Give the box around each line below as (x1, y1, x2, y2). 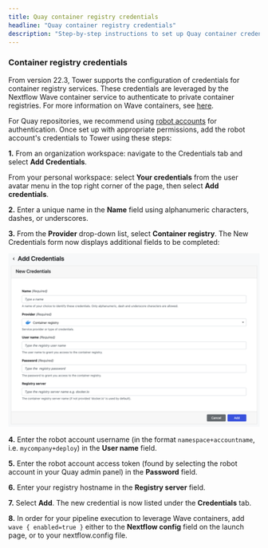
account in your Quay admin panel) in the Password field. (8, 467, 198, 477)
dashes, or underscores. (8, 213, 89, 223)
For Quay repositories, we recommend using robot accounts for (8, 116, 218, 125)
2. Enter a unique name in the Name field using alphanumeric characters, (8, 204, 250, 215)
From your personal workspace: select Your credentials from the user (8, 172, 239, 182)
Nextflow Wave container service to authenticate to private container (8, 92, 235, 101)
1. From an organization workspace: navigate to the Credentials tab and (8, 148, 243, 158)
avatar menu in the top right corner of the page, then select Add (8, 180, 219, 191)
